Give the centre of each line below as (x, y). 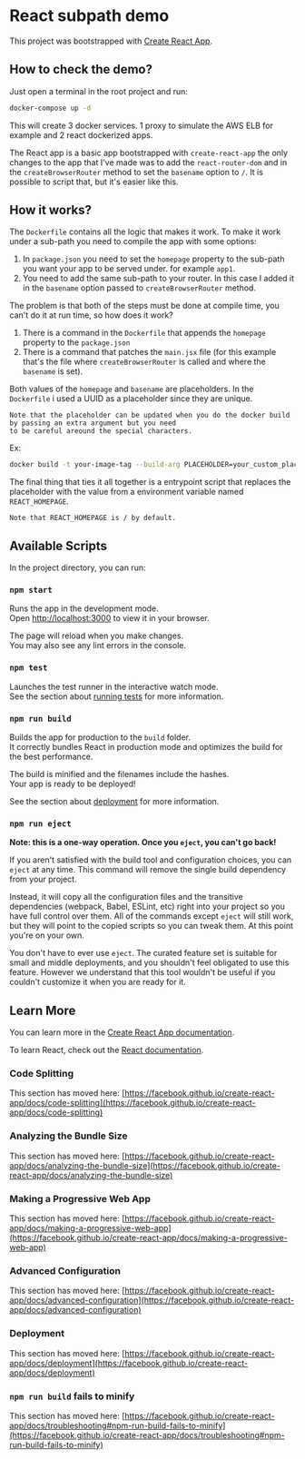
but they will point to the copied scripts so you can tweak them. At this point (151, 926)
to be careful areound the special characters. (101, 431)
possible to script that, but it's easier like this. (94, 182)
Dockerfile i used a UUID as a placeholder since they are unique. (131, 399)
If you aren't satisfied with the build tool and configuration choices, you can (151, 860)
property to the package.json (76, 342)
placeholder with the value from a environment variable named (127, 492)
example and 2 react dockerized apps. (81, 135)
